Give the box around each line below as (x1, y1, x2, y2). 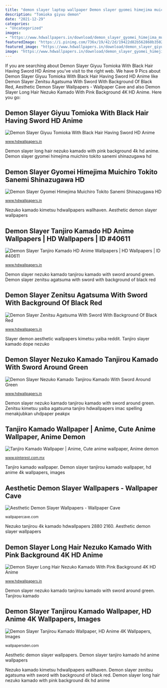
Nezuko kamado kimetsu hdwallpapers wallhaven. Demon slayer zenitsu (5, 667, 153, 673)
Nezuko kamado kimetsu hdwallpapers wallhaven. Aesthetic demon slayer (5, 207, 158, 213)
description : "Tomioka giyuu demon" (5, 12, 81, 17)
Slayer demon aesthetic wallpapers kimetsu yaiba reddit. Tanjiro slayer (5, 335, 150, 341)
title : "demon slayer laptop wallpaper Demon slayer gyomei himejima (5, 7, 153, 12)
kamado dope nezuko (5, 341, 50, 347)
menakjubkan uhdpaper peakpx (5, 410, 71, 416)
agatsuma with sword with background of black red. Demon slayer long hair (5, 672, 160, 678)
